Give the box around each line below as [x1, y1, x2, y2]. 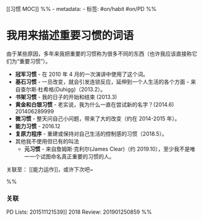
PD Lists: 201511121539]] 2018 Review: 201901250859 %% [6, 208, 152, 216]
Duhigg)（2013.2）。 [55, 86, 106, 93]
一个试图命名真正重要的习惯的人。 [29, 152, 115, 160]
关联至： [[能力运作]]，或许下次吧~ [6, 166, 94, 173]
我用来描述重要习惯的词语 [6, 29, 135, 42]
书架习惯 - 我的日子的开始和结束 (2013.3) [15, 93, 117, 100]
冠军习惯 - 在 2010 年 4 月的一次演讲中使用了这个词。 [15, 70, 148, 78]
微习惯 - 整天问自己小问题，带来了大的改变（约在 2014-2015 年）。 [15, 115, 181, 122]
